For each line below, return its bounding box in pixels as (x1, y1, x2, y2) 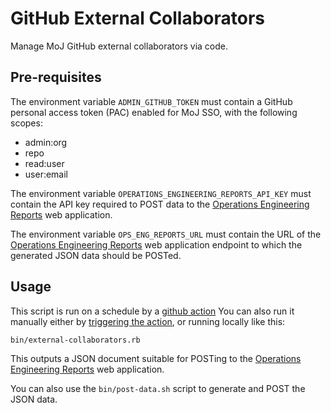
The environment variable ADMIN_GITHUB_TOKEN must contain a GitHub (10, 95, 293, 107)
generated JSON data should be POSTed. (10, 249, 182, 261)
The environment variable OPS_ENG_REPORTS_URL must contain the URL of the (10, 228, 322, 240)
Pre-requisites (10, 69, 102, 86)
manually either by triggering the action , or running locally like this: (10, 315, 286, 327)
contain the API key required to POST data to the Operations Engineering (10, 198, 310, 210)
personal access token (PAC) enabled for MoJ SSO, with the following (10, 106, 298, 118)
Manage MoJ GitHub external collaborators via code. (10, 40, 229, 52)
